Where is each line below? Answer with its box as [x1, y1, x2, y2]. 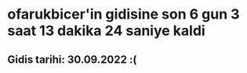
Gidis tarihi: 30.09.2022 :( [7, 53, 137, 66]
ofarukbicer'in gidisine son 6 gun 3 [7, 5, 240, 23]
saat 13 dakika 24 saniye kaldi [7, 22, 205, 40]
